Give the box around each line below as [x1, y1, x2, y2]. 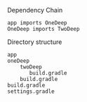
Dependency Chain [7, 6, 63, 14]
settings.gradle [7, 88, 55, 95]
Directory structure [7, 38, 62, 46]
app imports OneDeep [7, 20, 68, 27]
